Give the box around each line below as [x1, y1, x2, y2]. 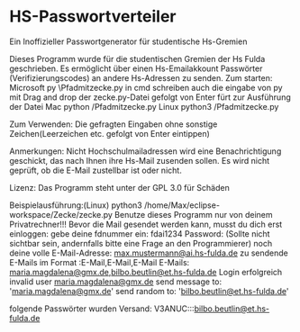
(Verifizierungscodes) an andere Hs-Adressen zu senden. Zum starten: [9, 72, 273, 83]
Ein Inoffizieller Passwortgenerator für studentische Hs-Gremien [9, 36, 248, 47]
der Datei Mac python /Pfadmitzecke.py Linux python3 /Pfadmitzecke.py [9, 101, 279, 112]
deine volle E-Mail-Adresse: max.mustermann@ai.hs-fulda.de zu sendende [9, 247, 288, 258]
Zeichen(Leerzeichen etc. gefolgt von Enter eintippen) [9, 128, 210, 139]
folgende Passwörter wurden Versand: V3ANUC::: [9, 303, 195, 314]
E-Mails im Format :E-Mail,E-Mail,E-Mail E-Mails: [9, 256, 190, 267]
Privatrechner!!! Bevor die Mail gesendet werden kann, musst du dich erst [9, 219, 283, 229]
